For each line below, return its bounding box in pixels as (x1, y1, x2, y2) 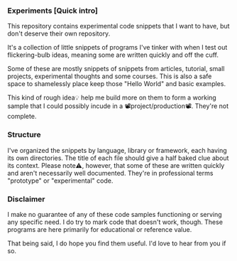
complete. (7, 112, 37, 121)
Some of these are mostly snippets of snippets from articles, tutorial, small (7, 65, 225, 73)
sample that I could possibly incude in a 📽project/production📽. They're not (7, 102, 229, 110)
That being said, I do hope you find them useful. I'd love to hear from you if (7, 239, 226, 247)
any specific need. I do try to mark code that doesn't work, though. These (7, 218, 224, 226)
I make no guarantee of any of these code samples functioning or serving (7, 210, 222, 218)
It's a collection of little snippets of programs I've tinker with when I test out (7, 43, 228, 52)
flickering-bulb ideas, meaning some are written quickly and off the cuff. (7, 50, 219, 59)
